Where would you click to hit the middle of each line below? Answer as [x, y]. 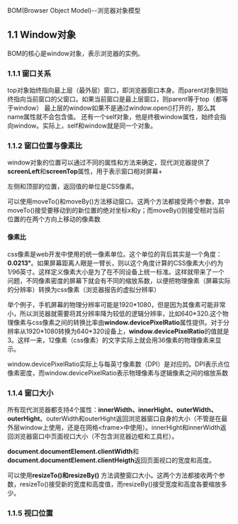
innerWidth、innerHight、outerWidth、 [158, 409]
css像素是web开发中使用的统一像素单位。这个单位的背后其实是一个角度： [115, 254]
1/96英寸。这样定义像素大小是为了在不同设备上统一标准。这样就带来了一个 [116, 272]
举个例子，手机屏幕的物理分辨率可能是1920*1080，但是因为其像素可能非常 [117, 304]
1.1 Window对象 [42, 35]
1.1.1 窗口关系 [29, 73]
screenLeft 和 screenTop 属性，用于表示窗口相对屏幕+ [85, 172]
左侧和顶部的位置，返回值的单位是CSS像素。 [73, 186]
